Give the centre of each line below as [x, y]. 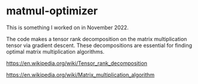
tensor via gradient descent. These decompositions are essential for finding [99, 45]
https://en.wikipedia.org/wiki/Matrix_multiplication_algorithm [81, 74]
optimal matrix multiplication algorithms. [55, 51]
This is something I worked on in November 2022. [68, 27]
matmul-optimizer [52, 11]
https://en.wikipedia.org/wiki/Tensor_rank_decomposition [77, 63]
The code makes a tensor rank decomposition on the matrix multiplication [97, 39]
